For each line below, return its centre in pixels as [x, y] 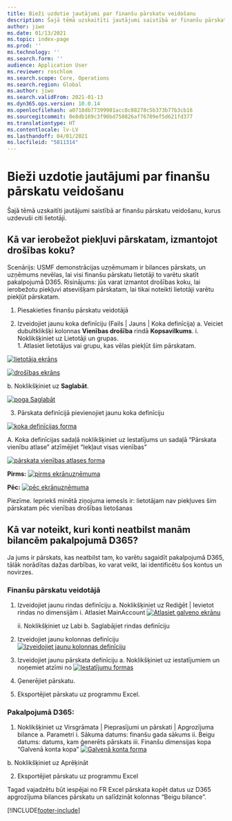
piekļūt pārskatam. [33, 297]
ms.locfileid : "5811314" [43, 143]
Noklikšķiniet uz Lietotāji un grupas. [68, 338]
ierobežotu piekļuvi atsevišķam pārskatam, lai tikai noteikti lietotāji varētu [110, 289]
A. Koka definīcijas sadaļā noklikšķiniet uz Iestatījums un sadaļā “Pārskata [112, 439]
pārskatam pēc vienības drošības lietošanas [70, 508]
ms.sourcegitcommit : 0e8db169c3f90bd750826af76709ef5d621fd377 [100, 116]
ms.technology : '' [33, 53]
